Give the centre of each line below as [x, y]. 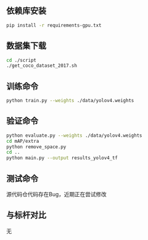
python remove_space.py [36, 147]
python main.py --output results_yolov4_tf [62, 158]
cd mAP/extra [23, 141]
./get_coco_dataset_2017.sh [42, 66]
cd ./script [21, 60]
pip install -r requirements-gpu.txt [54, 25]
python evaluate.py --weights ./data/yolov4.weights [74, 135]
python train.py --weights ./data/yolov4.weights [70, 101]
